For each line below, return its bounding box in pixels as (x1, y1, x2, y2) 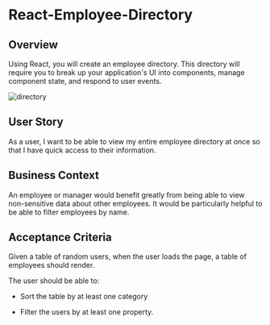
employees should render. (8, 260, 95, 270)
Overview (8, 38, 59, 52)
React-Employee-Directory (8, 6, 193, 24)
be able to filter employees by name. (8, 207, 130, 217)
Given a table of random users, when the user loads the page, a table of (8, 252, 247, 261)
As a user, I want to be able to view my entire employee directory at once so (8, 136, 260, 146)
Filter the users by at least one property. (19, 307, 154, 317)
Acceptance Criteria (8, 231, 112, 244)
